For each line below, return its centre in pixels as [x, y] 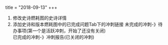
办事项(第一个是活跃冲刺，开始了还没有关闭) [59, 31]
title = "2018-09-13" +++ [31, 7]
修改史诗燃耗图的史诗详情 [40, 18]
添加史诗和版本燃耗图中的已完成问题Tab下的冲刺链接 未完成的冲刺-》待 [88, 24]
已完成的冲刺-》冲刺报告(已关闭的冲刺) [53, 37]
